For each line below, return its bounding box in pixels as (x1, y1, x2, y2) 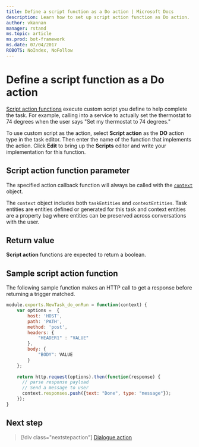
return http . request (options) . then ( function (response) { (17, 374, 161, 380)
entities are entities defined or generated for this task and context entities (6, 206, 186, 213)
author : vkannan (6, 20, 46, 26)
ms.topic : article (6, 31, 52, 37)
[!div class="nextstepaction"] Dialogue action (20, 433, 132, 440)
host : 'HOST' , (27, 313, 62, 319)
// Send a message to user (21, 385, 89, 391)
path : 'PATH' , (27, 319, 62, 325)
